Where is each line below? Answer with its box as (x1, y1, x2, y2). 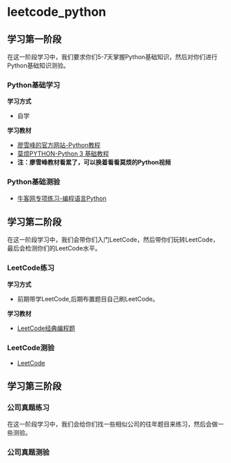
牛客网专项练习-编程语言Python (16, 194, 107, 202)
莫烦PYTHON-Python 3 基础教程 (16, 149, 109, 158)
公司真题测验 (7, 447, 50, 457)
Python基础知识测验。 (7, 61, 70, 69)
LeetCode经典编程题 (16, 324, 76, 332)
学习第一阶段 (7, 33, 62, 45)
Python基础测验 (7, 177, 60, 186)
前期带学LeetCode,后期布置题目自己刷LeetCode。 (16, 294, 159, 303)
